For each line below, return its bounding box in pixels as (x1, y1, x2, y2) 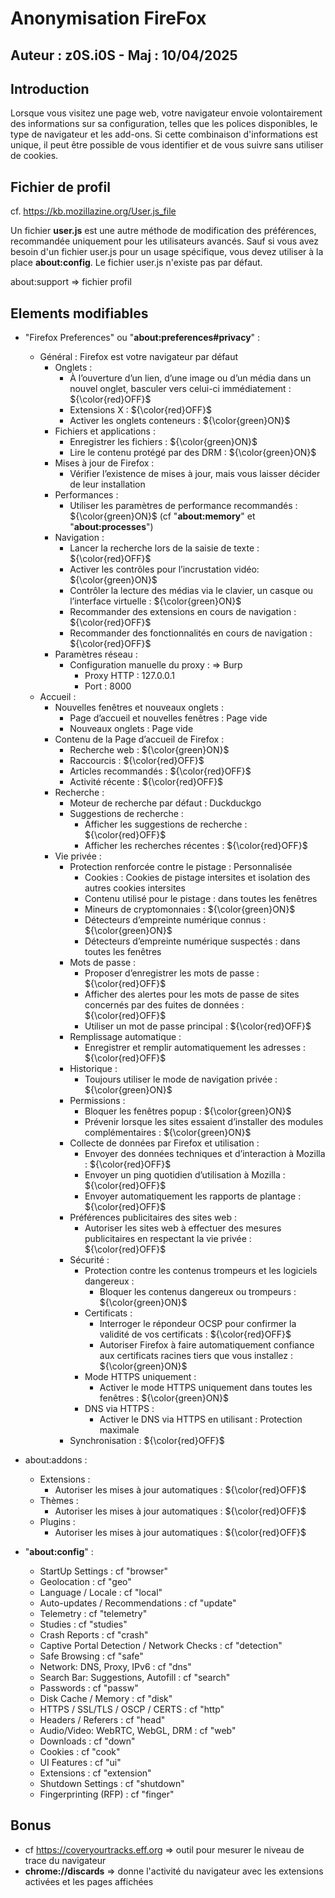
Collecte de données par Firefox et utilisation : (69, 1137, 260, 1149)
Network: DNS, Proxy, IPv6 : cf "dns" (39, 1661, 192, 1673)
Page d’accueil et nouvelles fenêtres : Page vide (69, 712, 268, 724)
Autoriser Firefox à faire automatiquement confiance (99, 1339, 315, 1351)
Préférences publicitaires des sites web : (69, 1212, 237, 1224)
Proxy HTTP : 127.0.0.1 (84, 670, 176, 682)
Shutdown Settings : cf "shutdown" (39, 1778, 185, 1790)
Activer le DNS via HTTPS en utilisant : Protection (99, 1413, 303, 1426)
